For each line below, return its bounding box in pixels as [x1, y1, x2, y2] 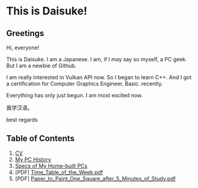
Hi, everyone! [6, 44, 40, 51]
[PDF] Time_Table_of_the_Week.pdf [14, 168, 104, 175]
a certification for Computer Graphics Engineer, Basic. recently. [6, 80, 163, 87]
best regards [6, 116, 38, 123]
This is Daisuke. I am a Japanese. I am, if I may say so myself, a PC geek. [6, 56, 188, 62]
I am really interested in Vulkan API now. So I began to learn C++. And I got [6, 74, 192, 80]
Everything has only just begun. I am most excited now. [6, 92, 143, 99]
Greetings [6, 28, 45, 38]
